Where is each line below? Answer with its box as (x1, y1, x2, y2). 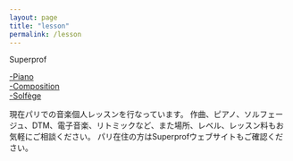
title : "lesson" (9, 21, 70, 30)
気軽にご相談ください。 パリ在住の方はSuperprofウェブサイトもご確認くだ (9, 131, 284, 142)
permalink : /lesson (9, 30, 82, 38)
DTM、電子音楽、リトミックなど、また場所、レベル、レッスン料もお (31, 120, 284, 131)
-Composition (9, 81, 60, 92)
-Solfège (9, 90, 42, 101)
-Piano (9, 72, 34, 82)
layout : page (9, 13, 58, 22)
